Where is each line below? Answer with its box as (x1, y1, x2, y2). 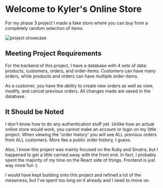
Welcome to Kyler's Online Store (5, 3, 142, 15)
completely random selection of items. (5, 25, 84, 31)
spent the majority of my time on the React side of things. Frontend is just (5, 157, 156, 163)
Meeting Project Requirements (5, 49, 102, 58)
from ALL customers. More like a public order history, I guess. (5, 137, 132, 143)
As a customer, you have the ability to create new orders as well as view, (5, 83, 154, 89)
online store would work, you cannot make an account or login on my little (5, 126, 157, 132)
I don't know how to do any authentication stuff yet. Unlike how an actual (5, 121, 155, 127)
